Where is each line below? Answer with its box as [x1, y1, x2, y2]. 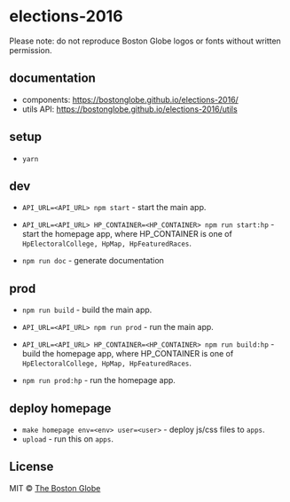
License [9, 459, 54, 475]
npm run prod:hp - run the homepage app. [21, 375, 176, 386]
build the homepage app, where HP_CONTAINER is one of [21, 349, 234, 359]
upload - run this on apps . [21, 434, 114, 444]
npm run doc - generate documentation [21, 255, 164, 266]
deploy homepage [9, 401, 112, 416]
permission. [9, 44, 52, 55]
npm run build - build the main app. [21, 304, 153, 316]
